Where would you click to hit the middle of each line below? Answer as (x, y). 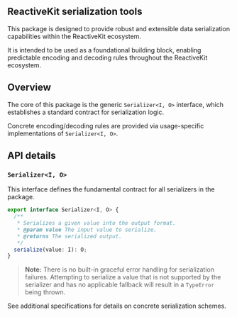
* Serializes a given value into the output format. (96, 223)
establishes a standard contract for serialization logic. (86, 112)
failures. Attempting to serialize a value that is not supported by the (123, 277)
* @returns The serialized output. (69, 236)
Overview (29, 88)
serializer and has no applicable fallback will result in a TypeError (120, 285)
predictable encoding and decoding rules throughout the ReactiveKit (108, 57)
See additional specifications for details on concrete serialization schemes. (117, 306)
